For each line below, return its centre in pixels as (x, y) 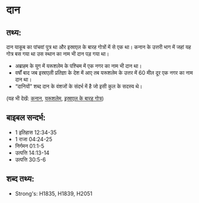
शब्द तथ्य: (20, 179)
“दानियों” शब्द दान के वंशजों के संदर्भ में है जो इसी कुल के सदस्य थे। (79, 86)
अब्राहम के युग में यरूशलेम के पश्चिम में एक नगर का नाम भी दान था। (78, 66)
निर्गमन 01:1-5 (30, 146)
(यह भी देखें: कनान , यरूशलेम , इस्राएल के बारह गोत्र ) (55, 98)
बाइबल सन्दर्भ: (26, 118)
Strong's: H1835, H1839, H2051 (53, 193)
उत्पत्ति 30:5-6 (30, 159)
